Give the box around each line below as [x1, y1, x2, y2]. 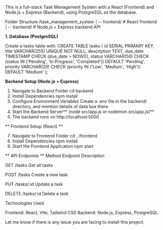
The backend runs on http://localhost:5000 [12, 114, 99, 119]
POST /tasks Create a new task [5, 172, 68, 178]
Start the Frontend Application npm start [12, 143, 94, 149]
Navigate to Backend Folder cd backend [12, 88, 93, 93]
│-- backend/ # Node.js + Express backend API [5, 24, 101, 30]
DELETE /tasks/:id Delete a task [5, 191, 69, 196]
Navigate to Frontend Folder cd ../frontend [12, 133, 98, 138]
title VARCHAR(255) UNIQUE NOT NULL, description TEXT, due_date [5, 48, 144, 54]
